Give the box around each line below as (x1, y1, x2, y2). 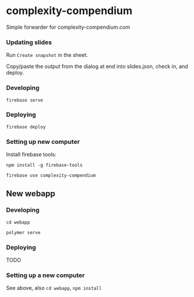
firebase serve (6, 97, 44, 103)
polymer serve (6, 230, 41, 235)
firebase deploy (6, 124, 46, 130)
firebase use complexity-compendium (6, 173, 96, 178)
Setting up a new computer (6, 271, 85, 279)
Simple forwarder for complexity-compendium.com (6, 23, 131, 31)
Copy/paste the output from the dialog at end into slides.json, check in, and (6, 63, 188, 70)
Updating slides (6, 38, 52, 46)
